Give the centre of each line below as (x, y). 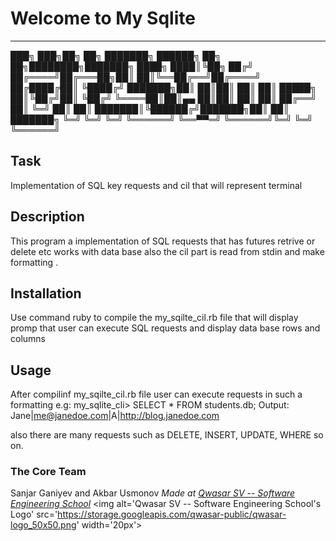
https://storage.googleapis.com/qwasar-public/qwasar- (172, 514)
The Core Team (48, 472)
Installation (46, 293)
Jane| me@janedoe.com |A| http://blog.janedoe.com (115, 416)
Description (47, 217)
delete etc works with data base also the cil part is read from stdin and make (167, 251)
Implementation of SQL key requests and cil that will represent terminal (156, 185)
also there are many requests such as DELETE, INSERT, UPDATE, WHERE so (167, 435)
